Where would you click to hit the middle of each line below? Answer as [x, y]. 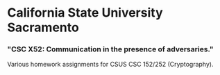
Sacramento [43, 27]
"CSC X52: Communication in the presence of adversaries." [110, 49]
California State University [85, 13]
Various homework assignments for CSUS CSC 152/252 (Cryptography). [110, 65]
